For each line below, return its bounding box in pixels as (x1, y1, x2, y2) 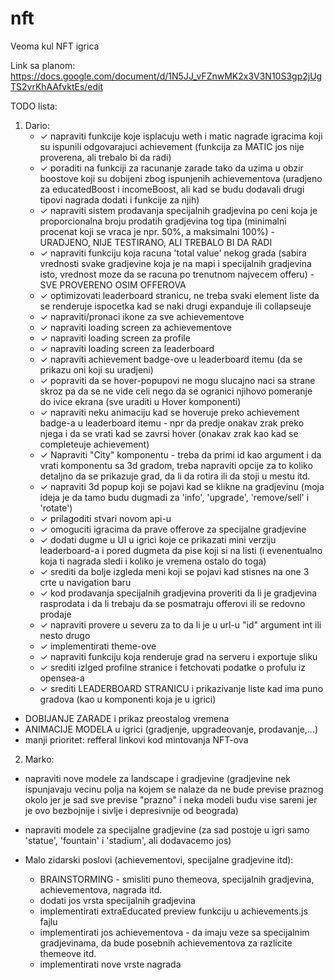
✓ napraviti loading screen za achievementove (39, 321, 232, 333)
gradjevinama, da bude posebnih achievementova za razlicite (39, 937, 293, 949)
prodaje (39, 608, 72, 620)
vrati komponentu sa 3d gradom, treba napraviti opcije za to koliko (39, 459, 313, 471)
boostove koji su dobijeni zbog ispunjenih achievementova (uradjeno (39, 172, 323, 184)
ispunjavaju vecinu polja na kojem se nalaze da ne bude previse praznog (24, 783, 324, 795)
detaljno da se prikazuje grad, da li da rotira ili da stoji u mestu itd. (39, 470, 311, 482)
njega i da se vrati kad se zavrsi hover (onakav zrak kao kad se (39, 427, 299, 439)
